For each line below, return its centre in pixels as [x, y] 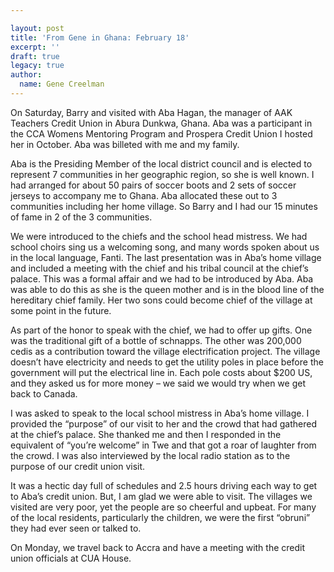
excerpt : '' [35, 47]
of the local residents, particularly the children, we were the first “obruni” [160, 517]
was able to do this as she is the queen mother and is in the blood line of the [167, 289]
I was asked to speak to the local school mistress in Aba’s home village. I [160, 413]
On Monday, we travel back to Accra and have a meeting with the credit [158, 547]
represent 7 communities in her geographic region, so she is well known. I [162, 174]
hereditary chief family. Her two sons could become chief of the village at [161, 300]
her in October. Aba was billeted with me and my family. [125, 144]
